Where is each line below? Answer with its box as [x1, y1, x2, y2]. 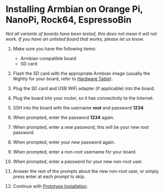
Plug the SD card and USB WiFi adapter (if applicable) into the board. [12, 85, 155, 91]
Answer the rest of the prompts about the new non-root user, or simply [12, 168, 159, 174]
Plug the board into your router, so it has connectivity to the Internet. [12, 95, 154, 101]
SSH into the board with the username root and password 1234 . [12, 104, 145, 110]
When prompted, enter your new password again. [12, 139, 115, 145]
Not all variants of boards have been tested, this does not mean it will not [5, 30, 157, 36]
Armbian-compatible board [20, 55, 76, 61]
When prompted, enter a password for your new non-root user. [12, 158, 143, 164]
